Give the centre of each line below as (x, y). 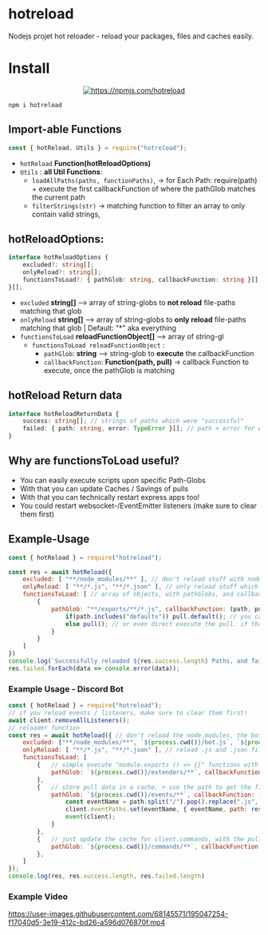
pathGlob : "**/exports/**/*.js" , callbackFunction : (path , (151, 609)
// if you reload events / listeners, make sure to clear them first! (128, 713)
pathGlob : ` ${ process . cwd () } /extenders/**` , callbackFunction (156, 772)
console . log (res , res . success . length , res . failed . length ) (106, 876)
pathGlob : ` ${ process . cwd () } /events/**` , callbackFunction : (153, 794)
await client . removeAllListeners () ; (69, 720)
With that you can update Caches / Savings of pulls (104, 489)
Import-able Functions (65, 130)
